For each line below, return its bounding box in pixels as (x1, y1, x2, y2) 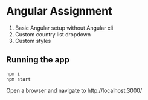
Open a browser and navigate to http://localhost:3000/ (6, 87, 143, 94)
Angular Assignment (6, 4, 112, 18)
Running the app (6, 55, 69, 65)
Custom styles (14, 37, 51, 44)
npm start (6, 76, 31, 82)
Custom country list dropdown (14, 30, 91, 38)
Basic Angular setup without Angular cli (14, 24, 114, 32)
